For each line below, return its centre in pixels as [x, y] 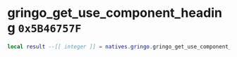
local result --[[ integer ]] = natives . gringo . [80, 46]
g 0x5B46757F [44, 28]
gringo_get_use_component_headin [115, 13]
